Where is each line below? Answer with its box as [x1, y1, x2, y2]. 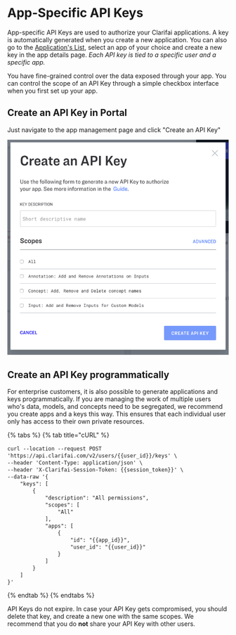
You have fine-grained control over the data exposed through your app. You [7, 72, 227, 80]
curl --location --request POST [7, 445, 102, 452]
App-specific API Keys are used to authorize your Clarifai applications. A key [7, 28, 229, 37]
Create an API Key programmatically [7, 369, 170, 381]
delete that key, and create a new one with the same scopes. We [7, 612, 195, 620]
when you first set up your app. [7, 86, 98, 95]
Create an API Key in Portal [7, 107, 128, 119]
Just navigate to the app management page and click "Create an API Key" [7, 125, 221, 134]
